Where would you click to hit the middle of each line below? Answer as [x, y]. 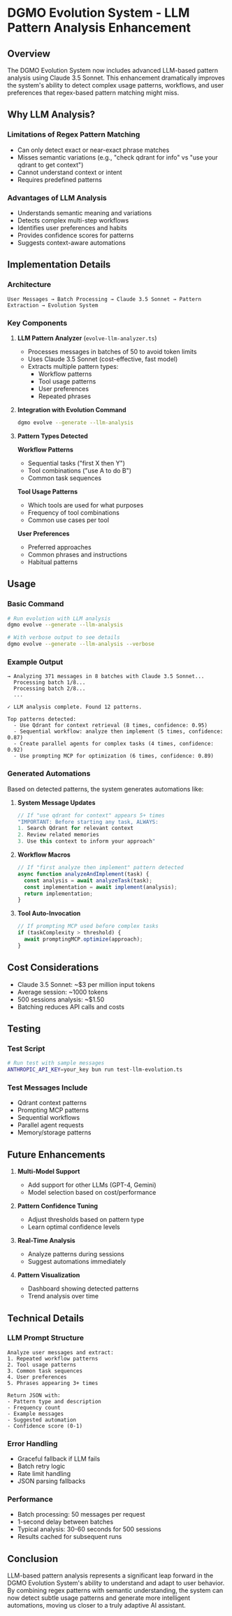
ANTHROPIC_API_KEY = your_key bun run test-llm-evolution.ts [95, 1070]
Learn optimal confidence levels [74, 1227]
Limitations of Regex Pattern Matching [74, 134]
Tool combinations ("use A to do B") [79, 470]
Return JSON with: [34, 1395]
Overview [29, 54]
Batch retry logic [41, 1466]
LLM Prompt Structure [45, 1338]
